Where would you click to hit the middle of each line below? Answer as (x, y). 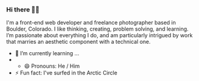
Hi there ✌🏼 (23, 10)
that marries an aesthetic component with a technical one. (78, 42)
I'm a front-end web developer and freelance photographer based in (91, 23)
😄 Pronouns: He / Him (52, 66)
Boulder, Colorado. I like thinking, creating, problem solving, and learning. (97, 29)
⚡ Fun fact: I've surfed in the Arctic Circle (66, 73)
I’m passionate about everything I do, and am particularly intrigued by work (99, 35)
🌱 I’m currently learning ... (47, 53)
